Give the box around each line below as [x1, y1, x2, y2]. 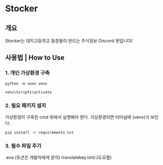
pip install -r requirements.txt [5, 130, 74, 135]
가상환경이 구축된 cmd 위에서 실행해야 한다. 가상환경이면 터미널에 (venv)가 [5, 114, 150, 120]
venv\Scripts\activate [5, 90, 52, 95]
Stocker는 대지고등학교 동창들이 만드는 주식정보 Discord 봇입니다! [5, 38, 133, 43]
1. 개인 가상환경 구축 [5, 69, 50, 76]
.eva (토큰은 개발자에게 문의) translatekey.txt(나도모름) [5, 155, 112, 161]
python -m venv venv [5, 81, 48, 86]
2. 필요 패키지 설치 [5, 102, 46, 109]
